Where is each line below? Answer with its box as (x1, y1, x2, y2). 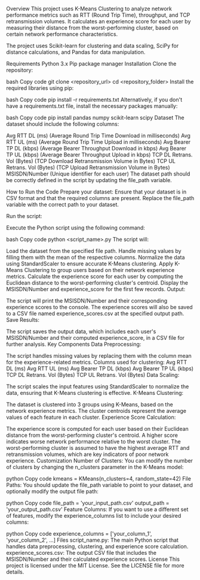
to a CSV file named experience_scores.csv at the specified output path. (6, 310, 184, 317)
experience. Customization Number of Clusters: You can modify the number (6, 457, 193, 464)
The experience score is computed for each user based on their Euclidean (6, 425, 189, 432)
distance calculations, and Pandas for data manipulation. (6, 49, 146, 56)
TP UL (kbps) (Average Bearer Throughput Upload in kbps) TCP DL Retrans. (6, 151, 193, 158)
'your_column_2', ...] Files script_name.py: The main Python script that (6, 536, 179, 543)
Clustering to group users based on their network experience (24, 267, 175, 273)
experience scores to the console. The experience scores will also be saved (6, 304, 193, 310)
